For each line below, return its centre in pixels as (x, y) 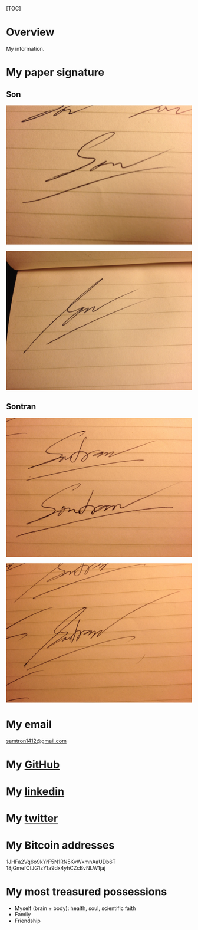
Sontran (21, 407)
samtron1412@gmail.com (36, 741)
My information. (25, 48)
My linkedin (35, 792)
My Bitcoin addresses (60, 845)
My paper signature (55, 73)
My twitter (32, 819)
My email (29, 724)
